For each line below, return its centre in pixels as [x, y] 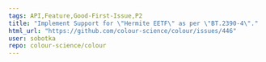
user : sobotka [32, 38]
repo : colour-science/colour [57, 46]
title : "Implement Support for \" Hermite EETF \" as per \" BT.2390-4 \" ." [133, 23]
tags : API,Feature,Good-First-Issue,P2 [76, 16]
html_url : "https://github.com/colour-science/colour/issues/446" [122, 31]
